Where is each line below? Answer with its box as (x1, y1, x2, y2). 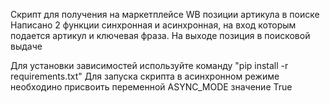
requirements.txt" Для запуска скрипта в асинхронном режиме (10, 70, 280, 82)
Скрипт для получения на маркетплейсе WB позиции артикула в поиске (10, 9, 320, 20)
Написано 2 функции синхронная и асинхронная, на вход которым (10, 19, 297, 31)
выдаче (10, 40, 43, 52)
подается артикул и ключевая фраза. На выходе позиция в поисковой (10, 30, 311, 41)
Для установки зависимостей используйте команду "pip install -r (10, 60, 289, 71)
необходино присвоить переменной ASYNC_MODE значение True (10, 81, 293, 93)
